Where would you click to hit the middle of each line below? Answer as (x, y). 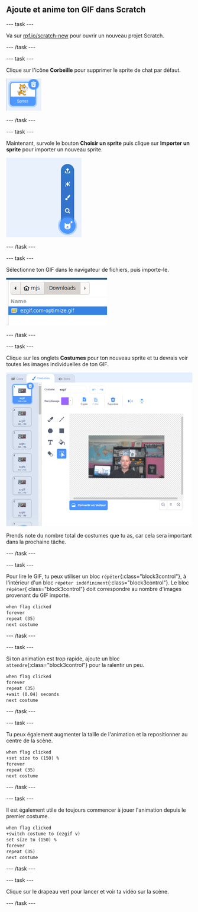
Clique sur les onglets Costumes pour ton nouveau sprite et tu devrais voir (97, 358)
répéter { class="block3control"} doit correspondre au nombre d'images (94, 589)
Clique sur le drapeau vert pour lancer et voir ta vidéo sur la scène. (88, 891)
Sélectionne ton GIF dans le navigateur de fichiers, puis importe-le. (88, 269)
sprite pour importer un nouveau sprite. (54, 149)
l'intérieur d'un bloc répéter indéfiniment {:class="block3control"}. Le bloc (98, 582)
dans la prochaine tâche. (36, 542)
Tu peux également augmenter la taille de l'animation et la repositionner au (97, 734)
